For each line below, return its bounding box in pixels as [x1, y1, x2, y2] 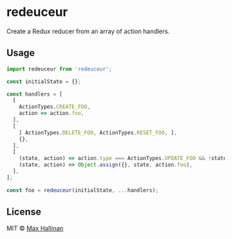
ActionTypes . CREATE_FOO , [19, 103, 91, 111]
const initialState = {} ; [6, 78, 81, 85]
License [6, 206, 42, 218]
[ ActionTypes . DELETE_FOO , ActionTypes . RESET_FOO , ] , [19, 129, 177, 136]
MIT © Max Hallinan [6, 224, 64, 233]
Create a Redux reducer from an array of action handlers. [6, 27, 170, 35]
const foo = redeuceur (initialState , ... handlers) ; [6, 186, 159, 194]
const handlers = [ [6, 91, 63, 98]
